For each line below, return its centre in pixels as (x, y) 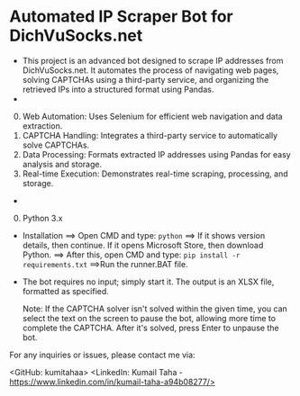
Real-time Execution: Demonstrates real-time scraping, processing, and (155, 174)
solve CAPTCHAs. (56, 145)
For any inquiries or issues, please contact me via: (102, 355)
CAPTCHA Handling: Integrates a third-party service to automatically (150, 135)
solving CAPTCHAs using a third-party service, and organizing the (145, 79)
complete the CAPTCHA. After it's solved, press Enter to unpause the (150, 328)
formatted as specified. (66, 291)
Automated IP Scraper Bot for (122, 17)
